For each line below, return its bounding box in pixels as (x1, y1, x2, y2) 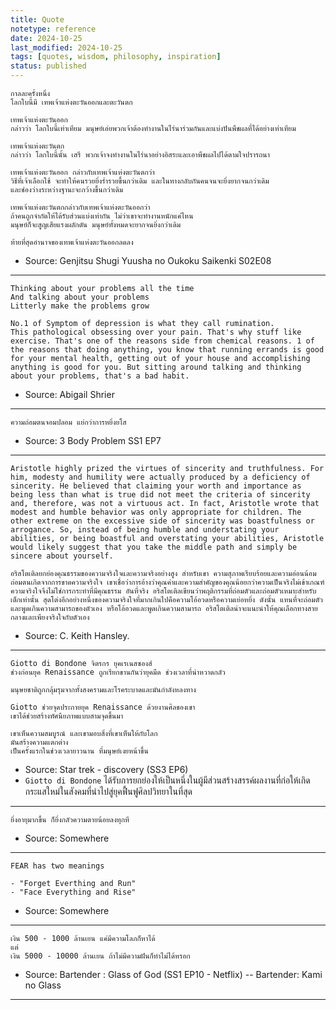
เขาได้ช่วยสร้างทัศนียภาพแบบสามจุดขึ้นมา (10, 711, 124, 721)
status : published (10, 61, 87, 71)
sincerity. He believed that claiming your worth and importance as (10, 481, 302, 491)
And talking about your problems (10, 292, 150, 302)
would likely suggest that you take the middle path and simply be (10, 542, 298, 552)
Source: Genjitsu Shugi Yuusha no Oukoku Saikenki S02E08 (24, 255, 272, 266)
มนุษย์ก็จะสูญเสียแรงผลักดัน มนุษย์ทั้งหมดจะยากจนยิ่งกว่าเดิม (10, 220, 182, 230)
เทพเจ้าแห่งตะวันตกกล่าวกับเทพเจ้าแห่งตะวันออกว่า (10, 202, 151, 212)
